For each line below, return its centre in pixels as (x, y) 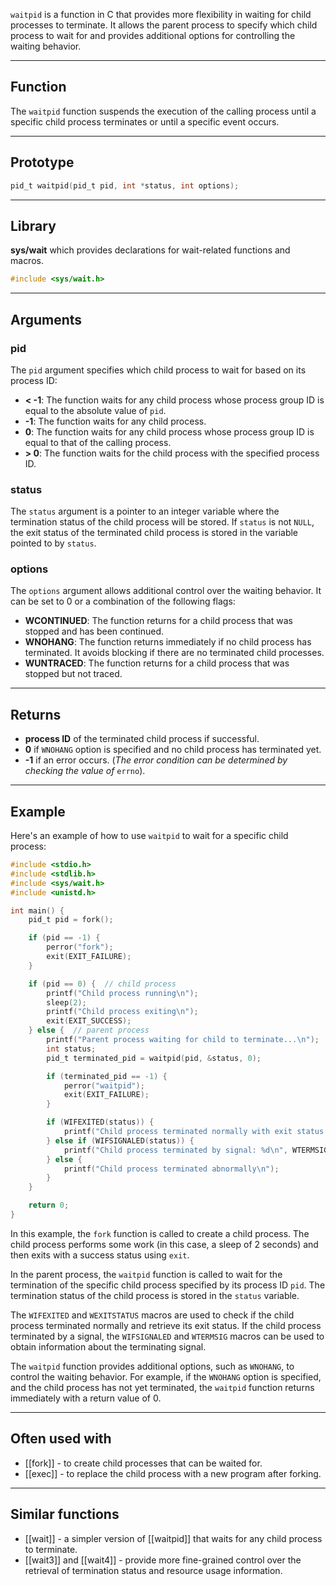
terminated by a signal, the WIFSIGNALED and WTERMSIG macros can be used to (167, 1336)
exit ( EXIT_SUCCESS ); (89, 1021)
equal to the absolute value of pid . (95, 410)
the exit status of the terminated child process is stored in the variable (154, 533)
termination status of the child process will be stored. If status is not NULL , (162, 522)
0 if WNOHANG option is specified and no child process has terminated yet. (173, 750)
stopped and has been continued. (94, 631)
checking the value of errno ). (85, 771)
